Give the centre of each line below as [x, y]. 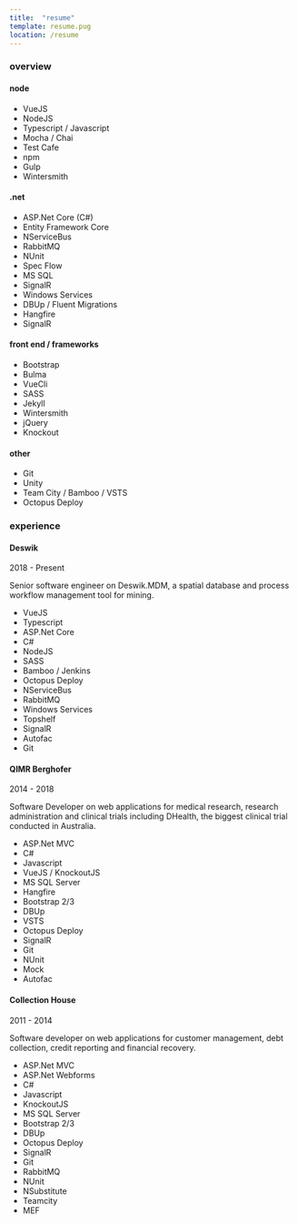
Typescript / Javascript [66, 127]
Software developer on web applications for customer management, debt [147, 1037]
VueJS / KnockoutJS [61, 873]
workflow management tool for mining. [82, 595]
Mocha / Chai [48, 137]
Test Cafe [40, 147]
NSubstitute [45, 1191]
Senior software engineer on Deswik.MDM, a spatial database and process [149, 586]
